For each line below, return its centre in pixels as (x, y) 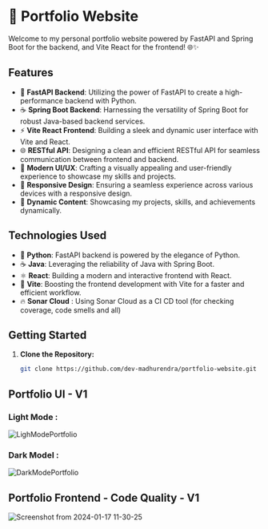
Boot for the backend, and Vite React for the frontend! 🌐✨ (104, 46)
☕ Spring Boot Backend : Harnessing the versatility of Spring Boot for (134, 109)
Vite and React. (45, 141)
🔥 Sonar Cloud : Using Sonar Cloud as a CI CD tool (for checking (127, 301)
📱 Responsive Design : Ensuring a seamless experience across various (136, 184)
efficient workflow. (50, 293)
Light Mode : (33, 417)
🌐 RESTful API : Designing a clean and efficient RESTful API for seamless (140, 150)
